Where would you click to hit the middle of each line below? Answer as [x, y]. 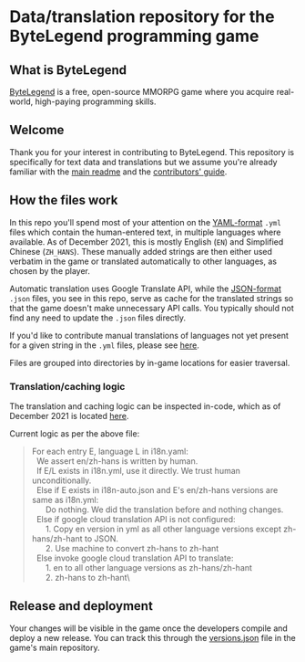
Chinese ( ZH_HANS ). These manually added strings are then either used [141, 251]
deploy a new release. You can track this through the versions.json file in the [152, 637]
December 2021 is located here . [69, 415]
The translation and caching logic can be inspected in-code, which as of [145, 406]
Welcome [37, 130]
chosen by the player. [50, 270]
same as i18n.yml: [65, 499]
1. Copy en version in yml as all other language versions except [163, 529]
